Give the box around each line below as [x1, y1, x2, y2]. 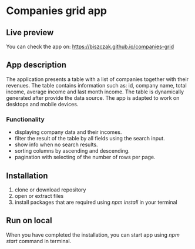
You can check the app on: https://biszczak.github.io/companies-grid [6, 43, 174, 50]
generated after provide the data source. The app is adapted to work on [6, 94, 180, 101]
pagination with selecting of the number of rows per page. [14, 154, 156, 161]
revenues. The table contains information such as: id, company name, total [6, 82, 187, 89]
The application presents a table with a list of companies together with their [6, 75, 189, 83]
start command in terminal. [6, 237, 72, 244]
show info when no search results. [14, 141, 98, 148]
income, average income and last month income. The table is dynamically [6, 88, 184, 95]
